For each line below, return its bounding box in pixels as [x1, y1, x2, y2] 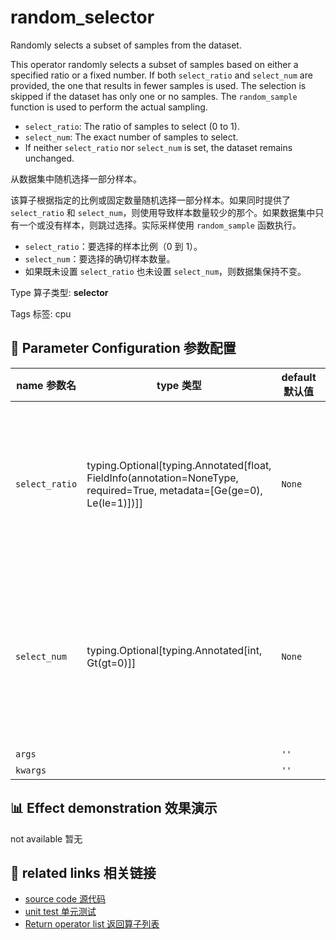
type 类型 [156, 378, 202, 392]
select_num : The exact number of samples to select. [24, 131, 239, 143]
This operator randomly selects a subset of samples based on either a [10, 58, 299, 70]
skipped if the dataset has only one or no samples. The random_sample [10, 90, 298, 102]
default [281, 370, 317, 384]
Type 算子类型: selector [10, 286, 109, 298]
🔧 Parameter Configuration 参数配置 [10, 340, 237, 357]
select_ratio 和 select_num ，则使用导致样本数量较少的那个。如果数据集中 [10, 206, 316, 218]
